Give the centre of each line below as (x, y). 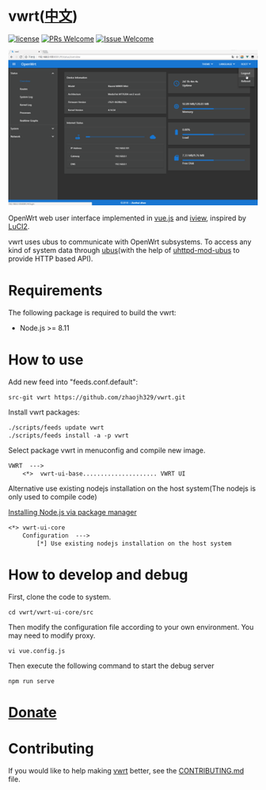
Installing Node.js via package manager (72, 512)
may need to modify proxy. (52, 635)
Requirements (55, 291)
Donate (32, 712)
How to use (46, 360)
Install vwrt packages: (44, 412)
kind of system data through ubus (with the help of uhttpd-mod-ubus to (124, 250)
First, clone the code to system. (60, 597)
